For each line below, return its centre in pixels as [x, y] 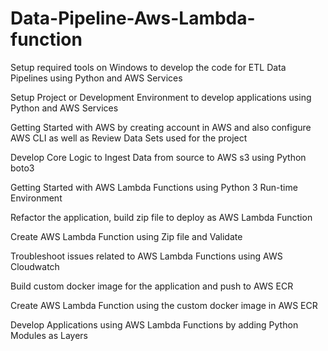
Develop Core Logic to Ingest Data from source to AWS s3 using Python [158, 157]
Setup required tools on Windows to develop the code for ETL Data [148, 67]
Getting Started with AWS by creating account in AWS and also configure [161, 127]
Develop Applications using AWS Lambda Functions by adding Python [154, 324]
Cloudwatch [35, 266]
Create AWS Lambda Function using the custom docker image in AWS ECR [164, 305]
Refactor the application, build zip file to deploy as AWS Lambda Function [161, 217]
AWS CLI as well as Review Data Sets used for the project [129, 138]
